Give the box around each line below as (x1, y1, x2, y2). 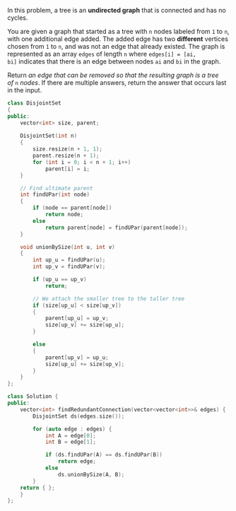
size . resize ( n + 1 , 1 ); (33, 146, 102, 153)
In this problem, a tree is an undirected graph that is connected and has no (7, 6, 226, 14)
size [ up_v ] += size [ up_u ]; (45, 322, 125, 329)
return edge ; (57, 458, 97, 465)
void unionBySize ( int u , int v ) (20, 243, 115, 250)
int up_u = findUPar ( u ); (33, 257, 106, 264)
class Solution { (7, 393, 59, 400)
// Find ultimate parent (20, 184, 93, 192)
